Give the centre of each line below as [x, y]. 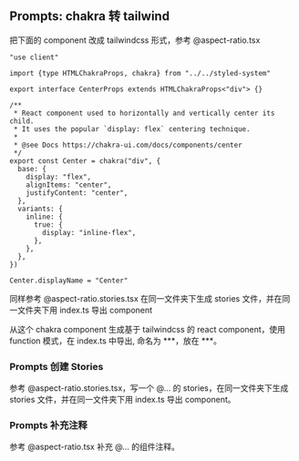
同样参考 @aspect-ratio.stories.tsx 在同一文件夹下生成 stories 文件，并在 [146, 298]
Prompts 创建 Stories [57, 366]
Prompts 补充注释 [49, 425]
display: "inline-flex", [89, 232]
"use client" [34, 57]
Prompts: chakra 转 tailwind [90, 16]
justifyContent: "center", [77, 193]
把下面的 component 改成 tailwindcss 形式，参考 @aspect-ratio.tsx [135, 40]
